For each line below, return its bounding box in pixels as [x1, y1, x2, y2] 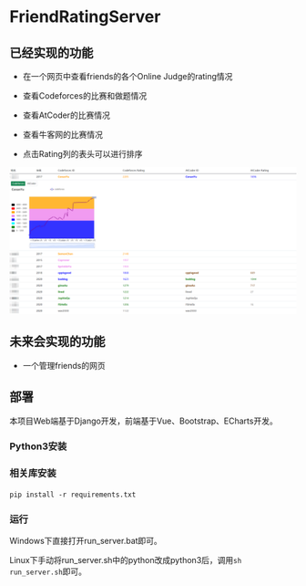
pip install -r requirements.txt [9, 490, 137, 499]
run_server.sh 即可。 [9, 566, 87, 577]
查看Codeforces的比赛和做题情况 [22, 90, 148, 101]
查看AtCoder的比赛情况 [22, 110, 111, 120]
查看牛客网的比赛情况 [22, 130, 103, 140]
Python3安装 [9, 440, 67, 453]
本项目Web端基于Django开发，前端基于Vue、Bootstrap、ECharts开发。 [9, 415, 278, 426]
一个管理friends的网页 [22, 360, 107, 371]
